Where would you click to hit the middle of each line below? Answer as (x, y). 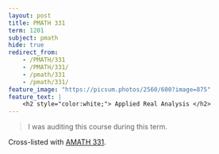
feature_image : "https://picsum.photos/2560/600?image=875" (110, 89)
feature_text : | (35, 97)
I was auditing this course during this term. (98, 127)
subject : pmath (33, 38)
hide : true (26, 45)
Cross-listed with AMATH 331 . (58, 142)
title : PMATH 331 (37, 23)
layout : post (30, 15)
